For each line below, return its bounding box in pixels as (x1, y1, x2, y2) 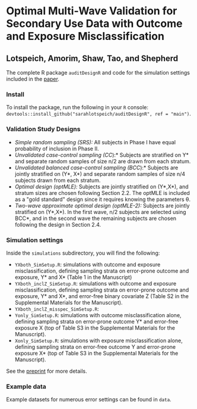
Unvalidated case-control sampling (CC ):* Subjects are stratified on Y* (14, 151, 189, 159)
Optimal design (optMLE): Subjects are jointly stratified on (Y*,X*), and (14, 183, 189, 190)
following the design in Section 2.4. (14, 221, 101, 228)
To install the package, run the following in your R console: (6, 104, 149, 111)
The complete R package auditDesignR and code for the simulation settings (6, 69, 190, 76)
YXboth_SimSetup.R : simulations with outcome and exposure (14, 261, 161, 268)
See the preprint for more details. (6, 367, 87, 374)
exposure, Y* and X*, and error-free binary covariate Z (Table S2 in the (14, 292, 189, 299)
